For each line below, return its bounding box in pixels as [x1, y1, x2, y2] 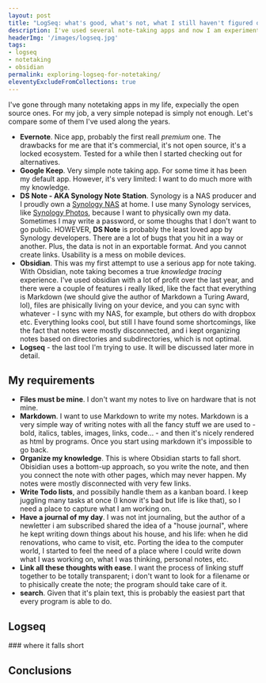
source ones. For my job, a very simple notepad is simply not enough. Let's [8, 108, 253, 117]
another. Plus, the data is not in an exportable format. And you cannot [19, 241, 247, 250]
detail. [19, 350, 40, 361]
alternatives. [19, 157, 61, 166]
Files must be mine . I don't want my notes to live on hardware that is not [19, 395, 256, 404]
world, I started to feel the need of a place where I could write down [19, 546, 241, 555]
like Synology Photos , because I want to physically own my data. [19, 208, 231, 217]
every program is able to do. [19, 597, 112, 606]
